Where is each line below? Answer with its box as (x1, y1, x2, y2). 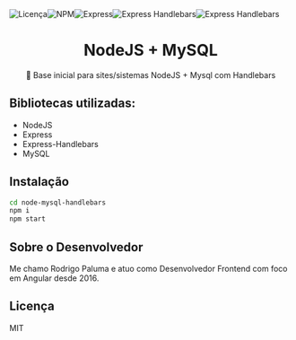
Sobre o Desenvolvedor (9, 240, 144, 255)
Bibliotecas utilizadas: (9, 96, 136, 111)
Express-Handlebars (22, 138, 99, 149)
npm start (9, 214, 47, 223)
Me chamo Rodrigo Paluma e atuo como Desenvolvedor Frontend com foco (9, 264, 289, 274)
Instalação (9, 174, 70, 189)
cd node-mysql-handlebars (9, 197, 106, 207)
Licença (9, 299, 56, 314)
